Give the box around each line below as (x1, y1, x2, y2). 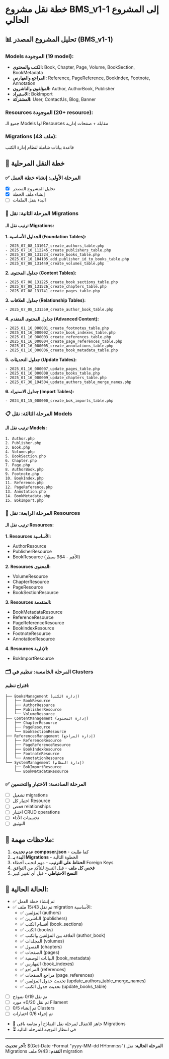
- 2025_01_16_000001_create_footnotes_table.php (5, 326, 109, 331)
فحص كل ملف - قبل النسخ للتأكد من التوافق (12, 865, 95, 871)
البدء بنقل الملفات (12, 197, 46, 203)
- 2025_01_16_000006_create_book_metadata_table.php (5, 348, 118, 353)
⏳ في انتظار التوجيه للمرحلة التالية (12, 1026, 76, 1033)
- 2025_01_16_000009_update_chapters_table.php (5, 375, 107, 381)
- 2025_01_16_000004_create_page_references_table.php (5, 339, 123, 344)
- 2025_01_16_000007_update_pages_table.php (5, 366, 100, 372)
